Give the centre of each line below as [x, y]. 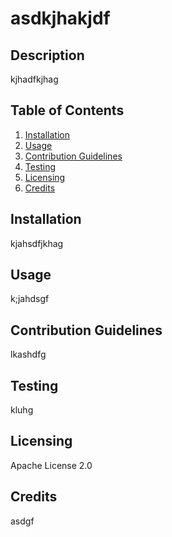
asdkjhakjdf [60, 18]
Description [47, 55]
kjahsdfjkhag [37, 243]
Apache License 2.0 [51, 465]
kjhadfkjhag [34, 79]
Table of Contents [67, 110]
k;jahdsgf [30, 299]
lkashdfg [28, 354]
